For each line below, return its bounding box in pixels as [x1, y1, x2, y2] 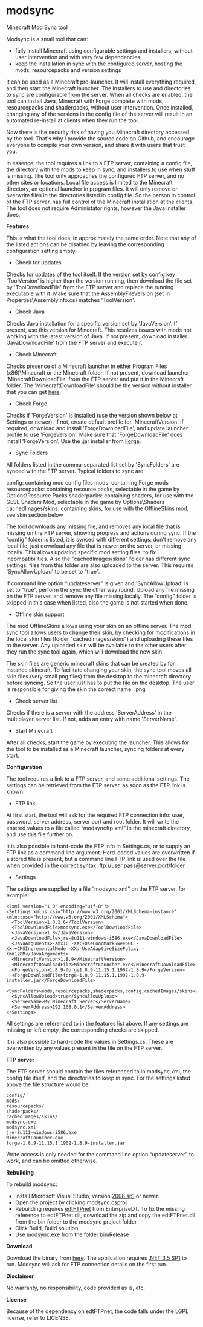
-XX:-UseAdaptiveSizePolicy [68, 945, 139, 952]
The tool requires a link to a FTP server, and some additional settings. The [6, 775, 190, 782]
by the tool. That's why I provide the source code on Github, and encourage [6, 134, 195, 142]
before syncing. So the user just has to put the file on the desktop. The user [6, 679, 195, 686]
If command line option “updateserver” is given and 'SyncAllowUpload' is [6, 579, 189, 587]
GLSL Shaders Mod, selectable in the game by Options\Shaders [6, 498, 165, 505]
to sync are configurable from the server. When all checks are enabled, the [6, 91, 193, 98]
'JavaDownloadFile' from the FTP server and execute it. [6, 339, 144, 346]
